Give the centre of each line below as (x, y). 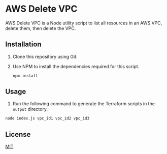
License (18, 134)
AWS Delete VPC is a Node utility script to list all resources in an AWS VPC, (84, 23)
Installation (23, 44)
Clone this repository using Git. (45, 56)
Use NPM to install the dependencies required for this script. (76, 66)
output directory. (30, 109)
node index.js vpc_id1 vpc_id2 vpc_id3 (47, 118)
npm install (25, 76)
